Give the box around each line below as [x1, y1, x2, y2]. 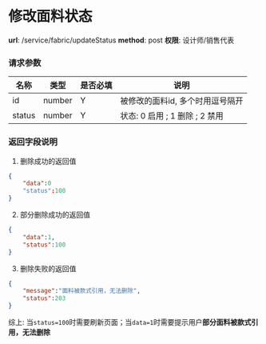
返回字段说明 [8, 137, 58, 148]
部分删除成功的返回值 [19, 210, 90, 220]
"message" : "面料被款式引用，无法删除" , [22, 287, 141, 295]
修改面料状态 [8, 7, 93, 26]
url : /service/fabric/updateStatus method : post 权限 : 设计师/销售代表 [8, 35, 235, 45]
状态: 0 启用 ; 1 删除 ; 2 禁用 [119, 110, 224, 122]
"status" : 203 [22, 294, 66, 302]
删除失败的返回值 [19, 263, 77, 273]
